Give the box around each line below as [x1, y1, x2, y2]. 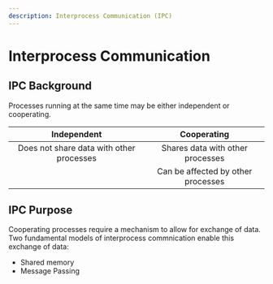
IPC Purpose [8, 204, 73, 217]
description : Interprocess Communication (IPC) [8, 11, 173, 20]
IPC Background [8, 79, 92, 93]
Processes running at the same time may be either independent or [8, 101, 230, 110]
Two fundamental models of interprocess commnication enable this [8, 233, 234, 243]
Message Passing [19, 266, 80, 276]
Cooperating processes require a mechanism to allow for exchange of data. [8, 225, 262, 235]
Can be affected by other [157, 166, 253, 177]
